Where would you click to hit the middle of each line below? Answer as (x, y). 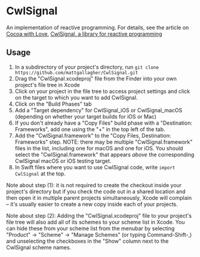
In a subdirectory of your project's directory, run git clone (87, 67)
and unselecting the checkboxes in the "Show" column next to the (87, 241)
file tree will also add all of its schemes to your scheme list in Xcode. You (96, 222)
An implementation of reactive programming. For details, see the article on (98, 27)
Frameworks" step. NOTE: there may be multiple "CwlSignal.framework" (104, 142)
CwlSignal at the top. (40, 174)
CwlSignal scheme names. (39, 247)
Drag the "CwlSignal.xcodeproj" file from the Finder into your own (96, 78)
